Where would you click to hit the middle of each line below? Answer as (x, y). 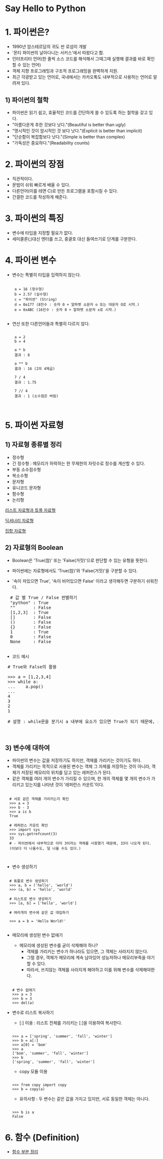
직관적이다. (23, 178)
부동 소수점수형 (26, 469)
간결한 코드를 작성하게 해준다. (40, 197)
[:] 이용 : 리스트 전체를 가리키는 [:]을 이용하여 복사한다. (71, 1023)
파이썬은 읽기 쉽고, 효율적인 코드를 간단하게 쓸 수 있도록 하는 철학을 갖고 (80, 112)
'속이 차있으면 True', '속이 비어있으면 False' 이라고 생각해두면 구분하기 (79, 581)
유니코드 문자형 (26, 488)
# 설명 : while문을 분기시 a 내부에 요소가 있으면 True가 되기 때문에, (81, 721)
